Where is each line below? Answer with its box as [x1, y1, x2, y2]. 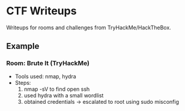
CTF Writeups [6, 4, 77, 18]
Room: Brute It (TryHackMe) [6, 59, 90, 67]
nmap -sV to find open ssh [23, 85, 90, 92]
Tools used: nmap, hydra [14, 73, 76, 80]
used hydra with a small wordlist [23, 91, 104, 99]
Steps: [14, 79, 31, 86]
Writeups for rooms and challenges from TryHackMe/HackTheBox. [6, 24, 171, 31]
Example [6, 41, 40, 51]
